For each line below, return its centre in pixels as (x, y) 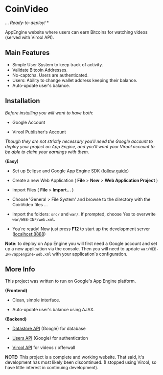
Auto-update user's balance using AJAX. (53, 310)
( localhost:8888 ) (29, 234)
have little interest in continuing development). (52, 368)
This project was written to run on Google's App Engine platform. (70, 281)
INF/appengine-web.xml (28, 254)
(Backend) (16, 319)
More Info (20, 269)
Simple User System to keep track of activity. (58, 64)
